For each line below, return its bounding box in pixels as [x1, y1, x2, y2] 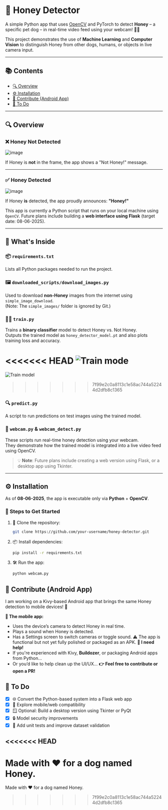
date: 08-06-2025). [5, 218, 45, 224]
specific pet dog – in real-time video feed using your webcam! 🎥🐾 [5, 26, 140, 32]
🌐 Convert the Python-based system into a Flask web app [12, 696, 132, 702]
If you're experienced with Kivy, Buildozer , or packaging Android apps [12, 650, 158, 656]
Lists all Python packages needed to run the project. [5, 266, 113, 272]
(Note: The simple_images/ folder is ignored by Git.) [5, 303, 111, 309]
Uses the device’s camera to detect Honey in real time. [12, 623, 125, 629]
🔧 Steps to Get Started [5, 508, 60, 515]
